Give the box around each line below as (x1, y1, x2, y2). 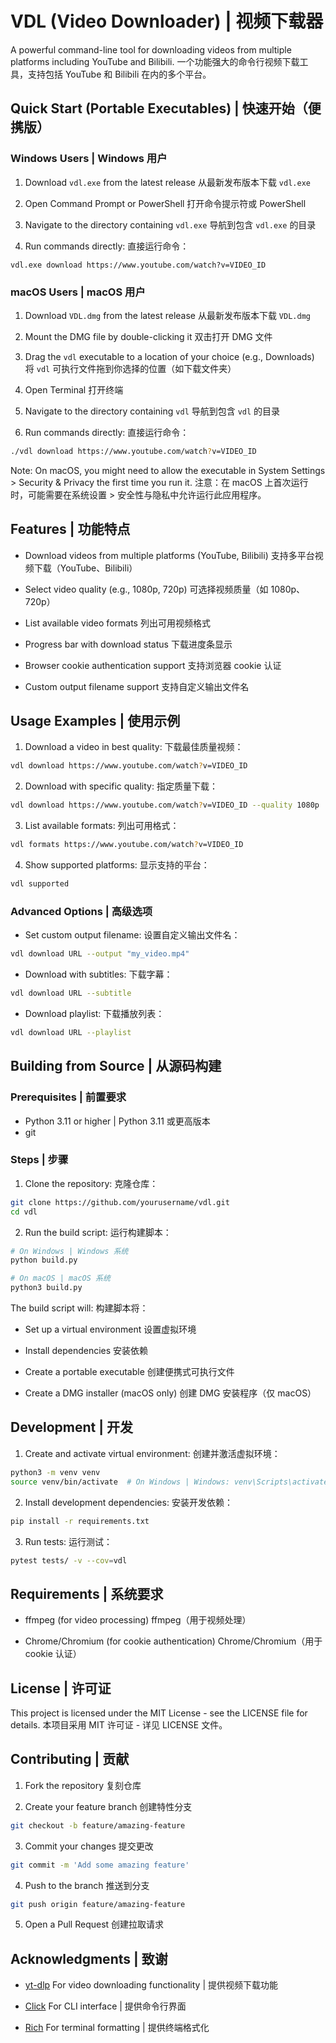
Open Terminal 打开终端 (24, 383, 124, 396)
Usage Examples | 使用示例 (10, 713, 181, 729)
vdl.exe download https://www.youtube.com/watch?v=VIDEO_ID (10, 260, 267, 270)
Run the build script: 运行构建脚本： (24, 1226, 172, 1238)
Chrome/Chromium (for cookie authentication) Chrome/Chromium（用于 (24, 1635, 323, 1647)
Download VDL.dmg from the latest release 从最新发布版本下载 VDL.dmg (24, 309, 311, 321)
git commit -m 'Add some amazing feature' (10, 1860, 190, 1870)
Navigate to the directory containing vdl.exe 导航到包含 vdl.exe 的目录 (24, 218, 317, 231)
